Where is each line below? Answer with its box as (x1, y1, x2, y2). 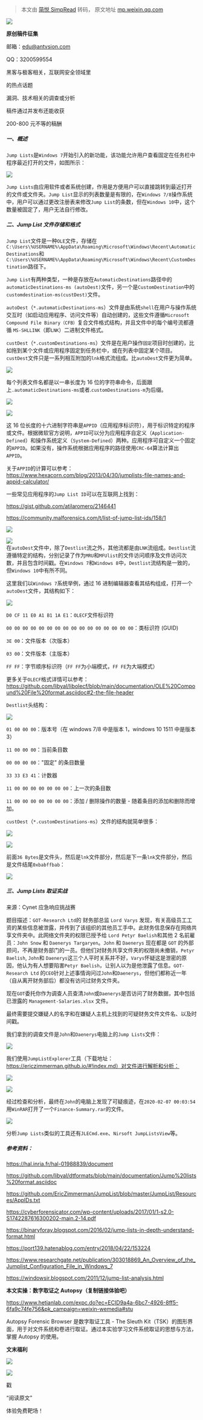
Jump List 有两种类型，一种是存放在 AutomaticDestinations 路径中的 (6, 275, 172, 283)
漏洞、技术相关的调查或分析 (6, 94, 76, 102)
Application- (152, 430, 185, 436)
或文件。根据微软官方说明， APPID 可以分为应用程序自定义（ (6, 429, 152, 436)
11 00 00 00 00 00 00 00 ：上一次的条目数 (6, 784, 111, 792)
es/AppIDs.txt (6, 1196, 40, 1203)
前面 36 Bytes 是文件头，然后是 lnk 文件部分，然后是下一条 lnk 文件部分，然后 (6, 853, 193, 861)
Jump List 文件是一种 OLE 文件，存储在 (6, 237, 97, 244)
